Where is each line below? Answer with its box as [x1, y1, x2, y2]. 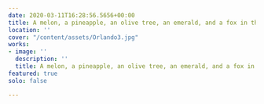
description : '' [15, 56, 68, 63]
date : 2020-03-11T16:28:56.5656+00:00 [8, 11, 135, 20]
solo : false [8, 77, 47, 84]
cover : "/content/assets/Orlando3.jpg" [8, 33, 139, 41]
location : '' [8, 26, 51, 34]
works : [8, 41, 30, 48]
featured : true [8, 70, 58, 77]
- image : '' [8, 48, 47, 56]
